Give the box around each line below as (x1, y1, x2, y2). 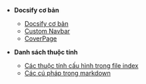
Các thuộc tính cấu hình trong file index (24, 62, 139, 69)
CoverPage (24, 34, 58, 43)
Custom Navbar (24, 27, 70, 35)
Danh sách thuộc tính (13, 48, 79, 56)
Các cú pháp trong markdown (24, 69, 111, 77)
